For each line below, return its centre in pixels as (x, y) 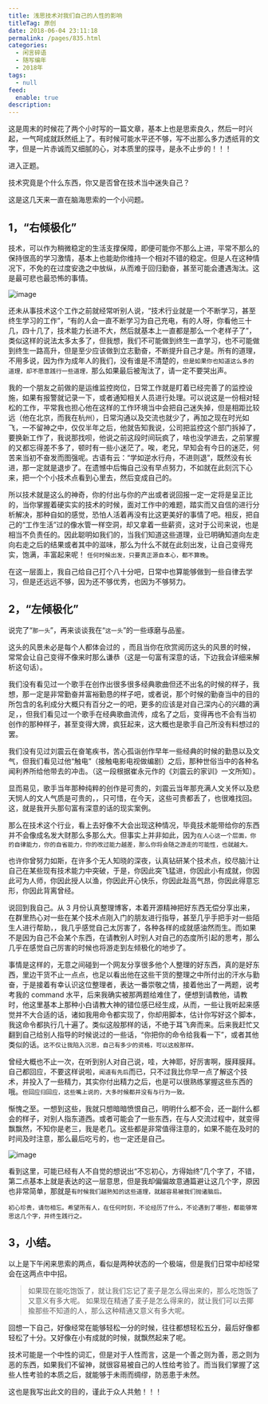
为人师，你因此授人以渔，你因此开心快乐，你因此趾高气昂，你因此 (130, 880)
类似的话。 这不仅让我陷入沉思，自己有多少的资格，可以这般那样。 (103, 1044)
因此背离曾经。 (53, 890)
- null (26, 82)
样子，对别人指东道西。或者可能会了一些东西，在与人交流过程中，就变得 (141, 1118)
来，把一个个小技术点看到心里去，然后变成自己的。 (92, 478)
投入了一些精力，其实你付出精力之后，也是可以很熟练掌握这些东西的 (141, 1082)
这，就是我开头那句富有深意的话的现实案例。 (82, 808)
